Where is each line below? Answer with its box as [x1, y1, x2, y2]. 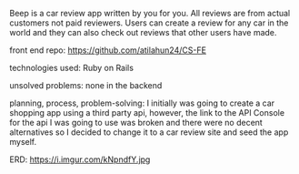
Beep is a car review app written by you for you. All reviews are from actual [9, 8, 291, 18]
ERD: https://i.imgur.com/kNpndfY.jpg [9, 154, 151, 165]
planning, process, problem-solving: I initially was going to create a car [9, 97, 275, 108]
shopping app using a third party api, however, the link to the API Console [9, 107, 284, 118]
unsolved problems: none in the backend [9, 80, 163, 90]
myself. [9, 137, 37, 147]
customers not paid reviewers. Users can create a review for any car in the [9, 17, 289, 28]
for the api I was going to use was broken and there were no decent [9, 118, 264, 128]
